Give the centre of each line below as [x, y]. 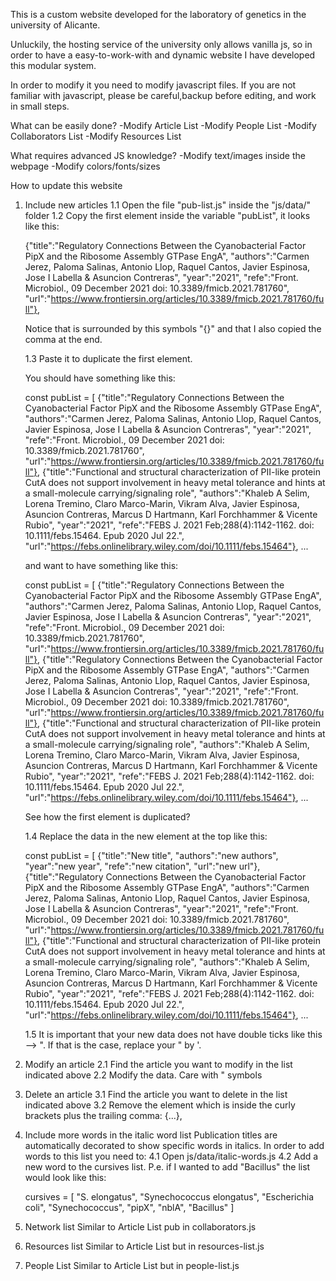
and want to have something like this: [101, 565]
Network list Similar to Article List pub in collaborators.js [140, 1227]
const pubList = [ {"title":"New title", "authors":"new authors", [151, 855]
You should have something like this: [100, 378]
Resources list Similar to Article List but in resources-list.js [144, 1246]
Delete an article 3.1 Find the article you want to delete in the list [156, 1094]
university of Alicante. [55, 25]
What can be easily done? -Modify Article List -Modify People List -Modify [163, 125]
